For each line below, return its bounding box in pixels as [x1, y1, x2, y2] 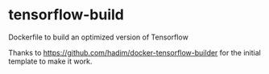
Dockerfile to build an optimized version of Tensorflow [8, 32, 189, 42]
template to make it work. [8, 56, 93, 66]
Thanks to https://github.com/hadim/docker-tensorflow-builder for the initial [8, 47, 262, 57]
